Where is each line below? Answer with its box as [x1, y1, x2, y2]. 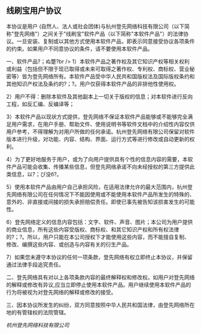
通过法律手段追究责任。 [6, 261, 64, 268]
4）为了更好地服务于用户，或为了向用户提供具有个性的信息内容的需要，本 [6, 155, 188, 163]
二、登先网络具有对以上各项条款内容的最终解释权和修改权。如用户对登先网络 [6, 274, 195, 281]
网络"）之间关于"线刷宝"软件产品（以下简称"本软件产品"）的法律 [24, 30, 184, 37]
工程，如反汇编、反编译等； [6, 100, 75, 108]
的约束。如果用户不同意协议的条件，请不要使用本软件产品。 [6, 45, 153, 52]
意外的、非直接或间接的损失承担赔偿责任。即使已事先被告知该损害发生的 [6, 198, 184, 205]
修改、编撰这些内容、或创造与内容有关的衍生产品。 [6, 241, 132, 248]
